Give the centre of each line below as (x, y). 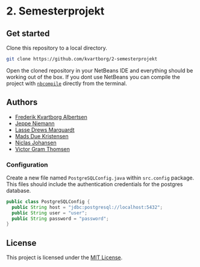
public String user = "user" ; (49, 213)
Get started (28, 34)
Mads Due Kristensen (42, 136)
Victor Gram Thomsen (42, 149)
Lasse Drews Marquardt (45, 130)
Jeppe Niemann (35, 123)
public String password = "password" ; (61, 219)
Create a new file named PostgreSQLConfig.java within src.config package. (100, 178)
